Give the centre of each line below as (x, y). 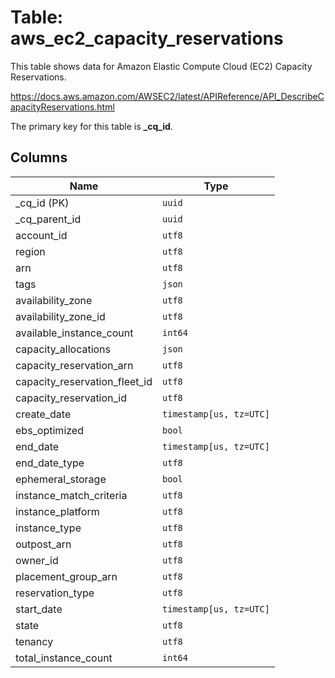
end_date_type (50, 463)
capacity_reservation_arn (74, 365)
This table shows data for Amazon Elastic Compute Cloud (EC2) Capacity (161, 66)
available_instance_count (74, 333)
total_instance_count (64, 658)
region (30, 251)
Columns (39, 157)
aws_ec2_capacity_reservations (147, 38)
